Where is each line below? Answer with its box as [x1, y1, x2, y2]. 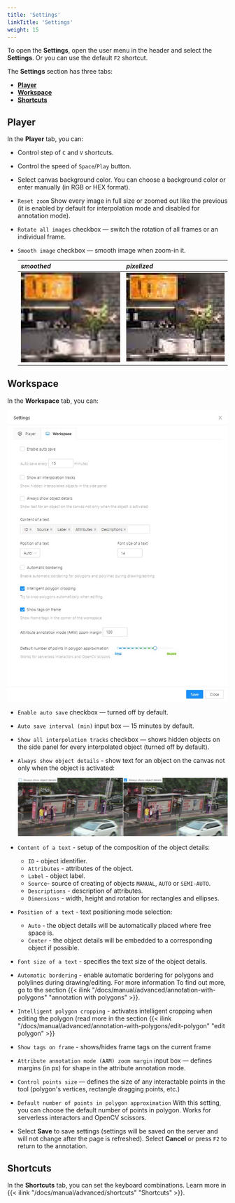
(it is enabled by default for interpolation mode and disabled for [17, 204, 200, 213]
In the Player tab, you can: [7, 135, 84, 143]
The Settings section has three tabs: [7, 67, 113, 76]
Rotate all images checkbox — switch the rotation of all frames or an [17, 225, 218, 234]
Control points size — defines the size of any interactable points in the [17, 1077, 226, 1086]
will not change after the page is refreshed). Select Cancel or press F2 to [17, 1134, 227, 1143]
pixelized [126, 262, 154, 270]
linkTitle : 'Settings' [7, 18, 73, 26]
